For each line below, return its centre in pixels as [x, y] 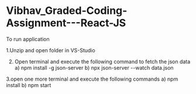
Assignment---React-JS [66, 23]
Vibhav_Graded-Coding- [67, 11]
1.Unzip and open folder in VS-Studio [51, 50]
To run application [28, 39]
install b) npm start [29, 85]
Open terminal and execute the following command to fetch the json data [102, 62]
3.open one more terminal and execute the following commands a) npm [92, 79]
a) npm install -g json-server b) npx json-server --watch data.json [94, 67]
